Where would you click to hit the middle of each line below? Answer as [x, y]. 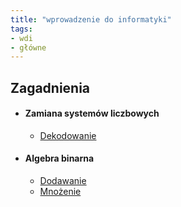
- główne [28, 47]
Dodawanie [63, 181]
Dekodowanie [68, 135]
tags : [21, 29]
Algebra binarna [59, 158]
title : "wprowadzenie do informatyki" [91, 19]
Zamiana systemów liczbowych [92, 113]
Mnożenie [60, 192]
